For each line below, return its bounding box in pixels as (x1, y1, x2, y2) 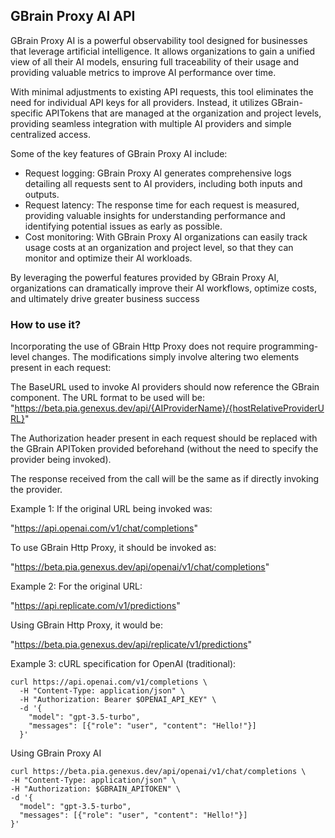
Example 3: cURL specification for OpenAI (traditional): (10, 658, 237, 670)
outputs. (24, 188, 60, 200)
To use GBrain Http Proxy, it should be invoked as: (10, 542, 217, 554)
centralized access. (10, 128, 91, 140)
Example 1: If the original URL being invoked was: (10, 503, 213, 515)
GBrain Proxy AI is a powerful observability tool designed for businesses (10, 34, 308, 46)
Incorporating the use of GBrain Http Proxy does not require (10, 340, 257, 353)
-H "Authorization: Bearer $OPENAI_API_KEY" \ (19, 695, 217, 705)
